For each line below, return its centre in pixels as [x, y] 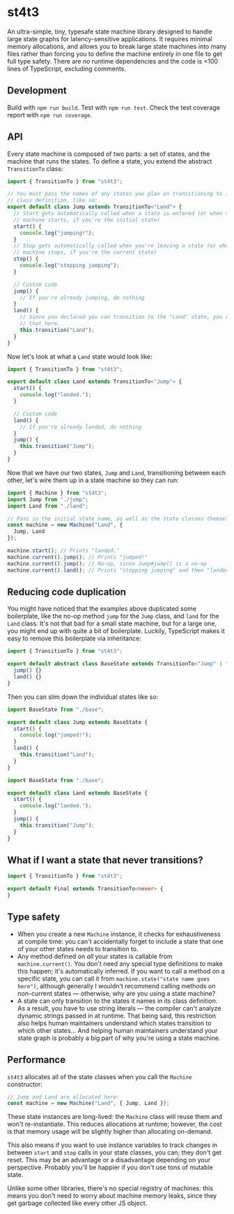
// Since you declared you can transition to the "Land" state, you [121, 317]
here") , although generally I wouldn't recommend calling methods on [116, 985]
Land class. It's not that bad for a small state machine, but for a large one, [112, 623]
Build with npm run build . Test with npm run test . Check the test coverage [114, 107]
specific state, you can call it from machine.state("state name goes [114, 978]
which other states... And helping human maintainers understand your [117, 1030]
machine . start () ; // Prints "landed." [63, 551]
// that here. [40, 324]
